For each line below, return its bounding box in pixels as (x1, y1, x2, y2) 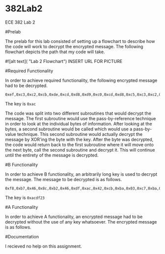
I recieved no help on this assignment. (5, 243, 82, 249)
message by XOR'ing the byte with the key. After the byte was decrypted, (5, 136, 154, 142)
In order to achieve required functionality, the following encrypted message (5, 77, 158, 83)
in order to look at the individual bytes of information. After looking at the (5, 121, 152, 127)
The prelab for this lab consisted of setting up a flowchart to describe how (5, 38, 155, 44)
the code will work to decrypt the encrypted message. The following (5, 43, 143, 49)
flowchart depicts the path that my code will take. (5, 49, 105, 55)
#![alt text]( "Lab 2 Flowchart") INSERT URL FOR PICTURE (5, 58, 123, 64)
